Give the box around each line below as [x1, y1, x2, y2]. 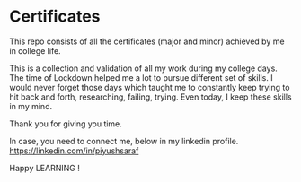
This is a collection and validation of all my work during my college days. [9, 63, 279, 74]
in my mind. [9, 100, 52, 111]
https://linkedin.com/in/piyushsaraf [9, 145, 139, 156]
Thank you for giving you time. [9, 118, 123, 129]
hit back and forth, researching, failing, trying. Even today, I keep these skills [9, 91, 292, 102]
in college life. [9, 45, 61, 56]
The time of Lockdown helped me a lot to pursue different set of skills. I [9, 72, 273, 82]
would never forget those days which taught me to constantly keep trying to [9, 82, 290, 92]
